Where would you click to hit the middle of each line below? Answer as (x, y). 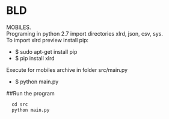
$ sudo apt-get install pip (46, 51)
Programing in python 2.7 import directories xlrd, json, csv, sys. (85, 33)
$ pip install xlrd (35, 58)
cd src (20, 104)
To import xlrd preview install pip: (48, 40)
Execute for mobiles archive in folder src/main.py (67, 69)
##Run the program (31, 93)
